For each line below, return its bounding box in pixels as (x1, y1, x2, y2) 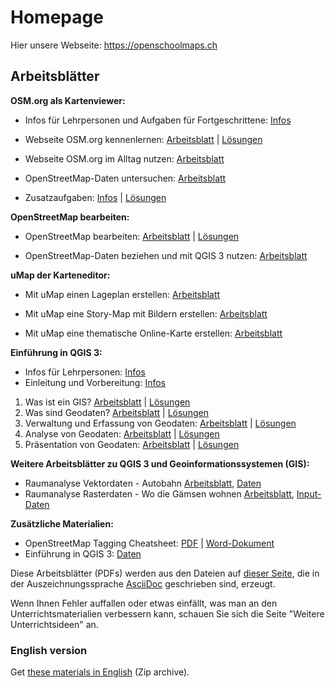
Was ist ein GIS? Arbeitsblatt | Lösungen (24, 396, 191, 408)
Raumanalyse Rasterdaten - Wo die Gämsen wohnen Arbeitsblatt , (24, 487, 295, 500)
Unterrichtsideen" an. (10, 618, 99, 630)
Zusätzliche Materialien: (10, 517, 114, 530)
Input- (296, 487, 322, 500)
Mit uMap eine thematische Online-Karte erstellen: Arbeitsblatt (24, 327, 283, 339)
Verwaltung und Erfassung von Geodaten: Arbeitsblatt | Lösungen (24, 417, 297, 429)
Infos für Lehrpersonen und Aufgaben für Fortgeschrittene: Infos (24, 114, 292, 126)
